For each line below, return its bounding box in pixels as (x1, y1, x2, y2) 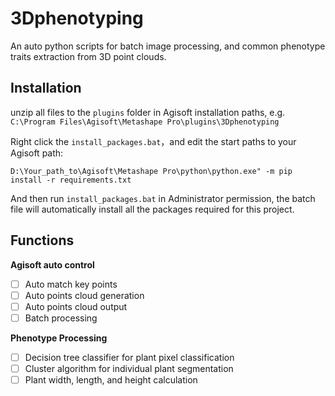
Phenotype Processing (10, 332, 108, 344)
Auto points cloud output (24, 300, 128, 312)
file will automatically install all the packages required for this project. (10, 203, 295, 215)
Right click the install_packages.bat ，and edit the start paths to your (10, 135, 297, 147)
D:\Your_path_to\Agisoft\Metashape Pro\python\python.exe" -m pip (10, 166, 293, 176)
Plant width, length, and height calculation (24, 373, 198, 386)
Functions (10, 232, 75, 249)
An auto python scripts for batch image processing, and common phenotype (10, 40, 326, 52)
